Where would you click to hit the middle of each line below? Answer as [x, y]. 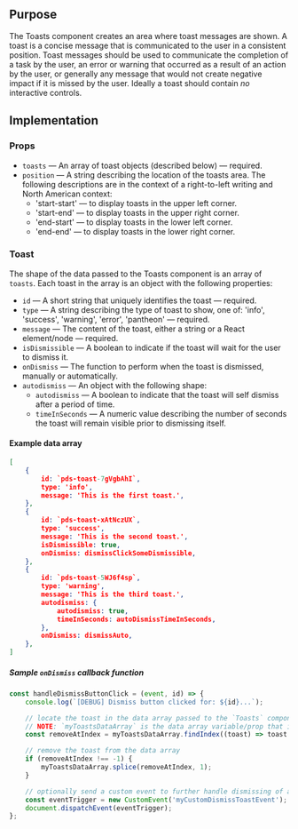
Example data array [46, 443]
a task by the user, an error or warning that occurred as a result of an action [148, 64]
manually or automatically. [70, 376]
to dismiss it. [45, 357]
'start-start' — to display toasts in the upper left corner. [136, 203]
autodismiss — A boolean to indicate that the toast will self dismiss [157, 395]
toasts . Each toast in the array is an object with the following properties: [141, 283]
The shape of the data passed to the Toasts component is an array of [136, 274]
